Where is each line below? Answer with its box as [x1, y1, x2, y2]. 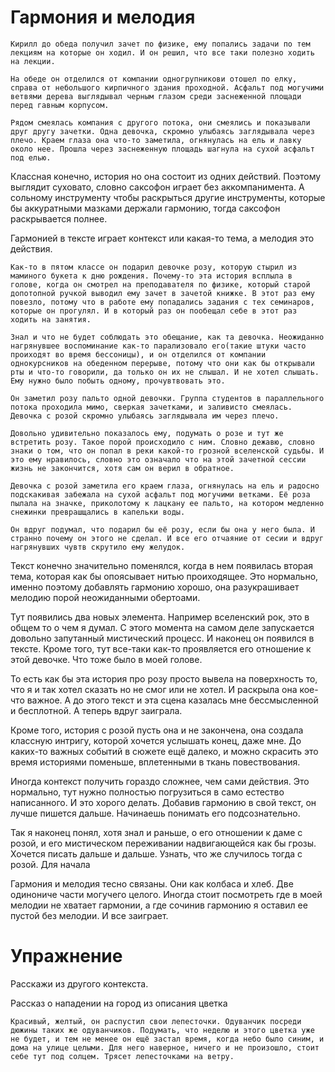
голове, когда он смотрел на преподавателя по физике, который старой [10, 279, 311, 290]
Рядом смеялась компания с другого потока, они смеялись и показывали [10, 117, 311, 128]
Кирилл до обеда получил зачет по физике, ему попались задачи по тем [10, 39, 311, 49]
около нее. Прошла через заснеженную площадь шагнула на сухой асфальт [10, 144, 315, 154]
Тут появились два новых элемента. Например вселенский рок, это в [10, 611, 310, 623]
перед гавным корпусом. [10, 100, 110, 110]
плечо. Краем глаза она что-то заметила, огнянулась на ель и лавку [10, 135, 302, 145]
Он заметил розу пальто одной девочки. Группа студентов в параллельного [10, 393, 325, 403]
